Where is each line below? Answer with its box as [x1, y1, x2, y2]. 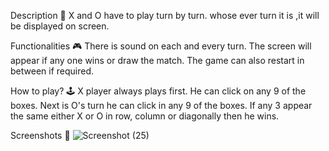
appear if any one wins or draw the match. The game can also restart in [10, 55, 305, 66]
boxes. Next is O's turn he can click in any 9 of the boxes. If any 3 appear [10, 100, 313, 111]
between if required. [10, 65, 95, 77]
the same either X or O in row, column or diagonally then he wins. [10, 110, 280, 122]
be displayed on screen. [10, 20, 110, 32]
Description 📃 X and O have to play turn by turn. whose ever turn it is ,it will [10, 10, 320, 21]
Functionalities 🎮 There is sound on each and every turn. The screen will [10, 40, 312, 52]
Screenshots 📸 [10, 130, 71, 141]
